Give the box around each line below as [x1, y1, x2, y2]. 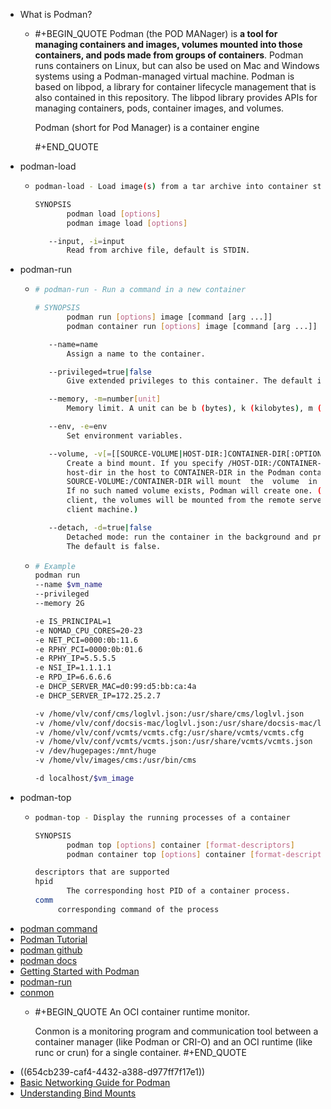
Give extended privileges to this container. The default [66, 376, 313, 386]
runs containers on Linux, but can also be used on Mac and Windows [34, 60, 320, 71]
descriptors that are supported [34, 867, 170, 878]
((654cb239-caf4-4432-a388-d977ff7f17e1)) [19, 1065, 206, 1078]
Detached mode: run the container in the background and [66, 532, 309, 542]
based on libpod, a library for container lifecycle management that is [34, 81, 317, 93]
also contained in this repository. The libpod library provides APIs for [34, 92, 318, 103]
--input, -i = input [48, 236, 125, 246]
